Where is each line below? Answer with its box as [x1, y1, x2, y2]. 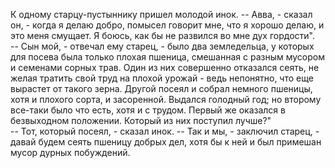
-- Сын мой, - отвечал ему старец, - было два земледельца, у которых [10, 40, 315, 52]
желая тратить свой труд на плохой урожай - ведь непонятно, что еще [10, 72, 314, 84]
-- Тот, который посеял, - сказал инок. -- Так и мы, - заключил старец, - [10, 125, 320, 137]
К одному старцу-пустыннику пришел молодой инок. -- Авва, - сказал [10, 9, 313, 20]
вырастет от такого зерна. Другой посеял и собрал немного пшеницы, [10, 83, 313, 94]
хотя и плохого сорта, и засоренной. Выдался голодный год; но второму [10, 94, 322, 105]
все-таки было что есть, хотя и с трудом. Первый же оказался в [10, 104, 286, 116]
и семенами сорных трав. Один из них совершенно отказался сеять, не [10, 62, 320, 73]
